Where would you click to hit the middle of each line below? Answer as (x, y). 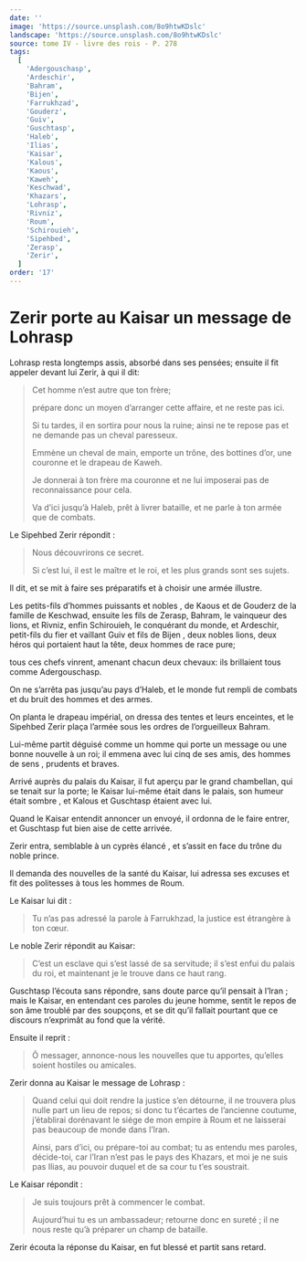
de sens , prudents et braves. (65, 763)
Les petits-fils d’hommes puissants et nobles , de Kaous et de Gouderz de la (153, 605)
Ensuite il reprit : (40, 1037)
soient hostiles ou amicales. (84, 1065)
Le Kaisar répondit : (47, 1184)
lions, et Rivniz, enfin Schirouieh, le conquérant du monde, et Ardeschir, (144, 625)
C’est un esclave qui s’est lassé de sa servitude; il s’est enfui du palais (163, 963)
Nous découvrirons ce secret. (88, 552)
